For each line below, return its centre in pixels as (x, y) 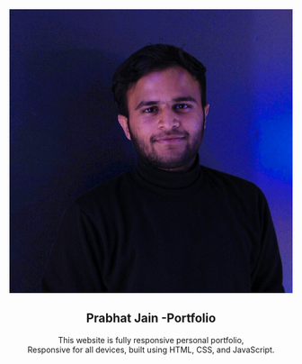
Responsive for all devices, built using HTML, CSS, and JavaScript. (151, 350)
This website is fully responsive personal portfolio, (151, 340)
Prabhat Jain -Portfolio (151, 318)
